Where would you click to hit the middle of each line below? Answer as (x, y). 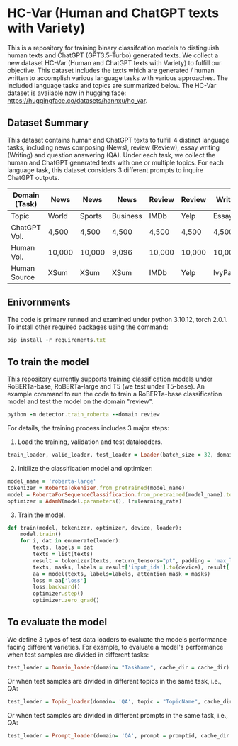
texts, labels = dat (63, 547)
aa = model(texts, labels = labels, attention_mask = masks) (122, 574)
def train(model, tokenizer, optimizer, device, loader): (95, 528)
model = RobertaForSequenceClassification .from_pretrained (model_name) (115, 494)
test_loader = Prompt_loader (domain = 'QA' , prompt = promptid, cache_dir (119, 735)
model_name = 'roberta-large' (52, 481)
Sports (91, 216)
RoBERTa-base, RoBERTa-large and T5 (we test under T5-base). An (106, 386)
